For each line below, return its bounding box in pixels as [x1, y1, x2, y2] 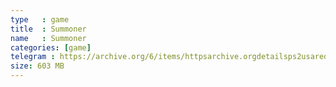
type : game [10, 14, 70, 25]
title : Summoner [10, 24, 87, 34]
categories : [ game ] [10, 42, 92, 53]
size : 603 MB [10, 61, 65, 71]
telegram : [10, 52, 56, 62]
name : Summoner [10, 33, 87, 43]
